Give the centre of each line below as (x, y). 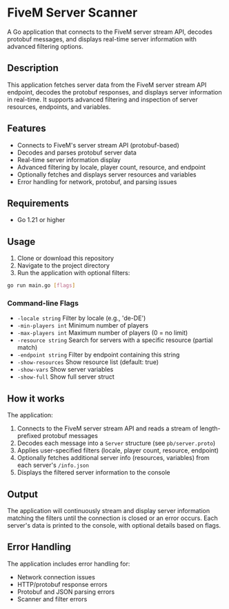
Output (22, 494)
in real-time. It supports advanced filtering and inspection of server (102, 99)
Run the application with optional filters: (73, 273)
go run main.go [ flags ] (41, 286)
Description (33, 68)
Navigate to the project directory (63, 266)
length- (210, 428)
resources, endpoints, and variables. (59, 107)
